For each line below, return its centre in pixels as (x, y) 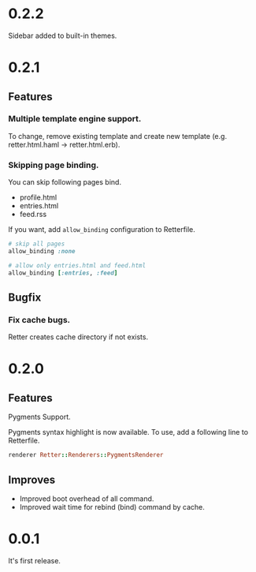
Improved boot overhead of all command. (87, 499)
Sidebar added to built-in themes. (63, 36)
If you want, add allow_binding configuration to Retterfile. (102, 230)
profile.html (38, 197)
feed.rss (33, 215)
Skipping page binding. (54, 165)
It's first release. (35, 560)
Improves (32, 479)
